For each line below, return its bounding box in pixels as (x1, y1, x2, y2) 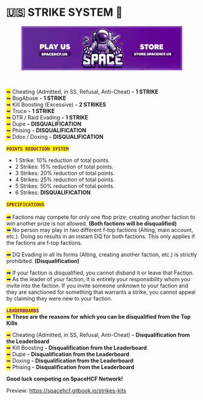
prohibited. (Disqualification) (6, 257, 80, 264)
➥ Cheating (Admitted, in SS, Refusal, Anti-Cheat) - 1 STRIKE (6, 88, 159, 95)
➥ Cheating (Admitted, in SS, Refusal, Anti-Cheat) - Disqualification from (6, 331, 190, 338)
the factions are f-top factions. (6, 239, 83, 246)
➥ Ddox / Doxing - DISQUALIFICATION (6, 133, 104, 140)
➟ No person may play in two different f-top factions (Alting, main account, (6, 226, 193, 233)
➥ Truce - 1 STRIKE (6, 107, 55, 115)
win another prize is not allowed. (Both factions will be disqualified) (6, 219, 177, 227)
